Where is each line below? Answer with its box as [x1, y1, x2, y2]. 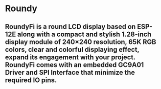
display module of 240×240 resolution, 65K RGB [5, 38, 157, 46]
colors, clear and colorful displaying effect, [5, 45, 139, 54]
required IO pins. [5, 76, 57, 84]
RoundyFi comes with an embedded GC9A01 [5, 61, 144, 69]
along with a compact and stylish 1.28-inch [17, 30, 152, 38]
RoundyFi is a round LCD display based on [5, 22, 136, 31]
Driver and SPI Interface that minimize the [5, 68, 135, 76]
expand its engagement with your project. [5, 53, 136, 61]
